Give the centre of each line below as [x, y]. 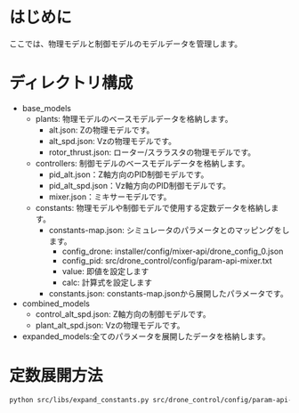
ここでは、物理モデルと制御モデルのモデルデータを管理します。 [126, 44]
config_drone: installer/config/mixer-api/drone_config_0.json [173, 251]
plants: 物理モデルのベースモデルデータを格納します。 [134, 118]
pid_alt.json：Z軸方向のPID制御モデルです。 [129, 174]
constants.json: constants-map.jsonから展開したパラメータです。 [168, 293]
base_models [46, 108]
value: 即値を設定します [105, 271]
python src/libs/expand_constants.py [79, 400]
